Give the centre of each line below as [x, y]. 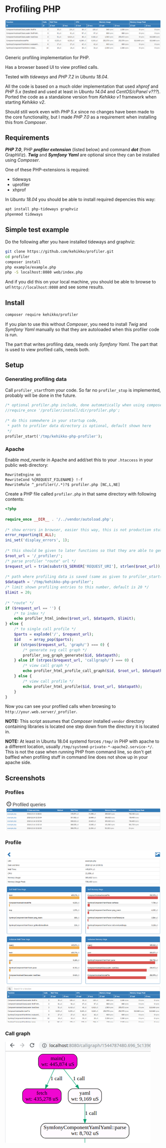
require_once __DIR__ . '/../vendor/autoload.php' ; [59, 519]
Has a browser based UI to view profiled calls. [52, 67]
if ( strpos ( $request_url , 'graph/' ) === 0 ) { [62, 645]
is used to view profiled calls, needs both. [47, 349]
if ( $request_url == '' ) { [33, 608]
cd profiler [17, 257]
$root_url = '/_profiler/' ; [34, 556]
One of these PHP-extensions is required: [47, 170]
